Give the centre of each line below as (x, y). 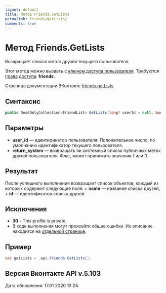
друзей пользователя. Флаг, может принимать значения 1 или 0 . (80, 155)
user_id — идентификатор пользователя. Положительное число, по (84, 140)
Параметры (24, 128)
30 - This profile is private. (40, 221)
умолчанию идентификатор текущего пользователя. (68, 145)
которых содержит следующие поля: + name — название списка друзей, (83, 188)
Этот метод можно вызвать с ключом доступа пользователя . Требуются (82, 71)
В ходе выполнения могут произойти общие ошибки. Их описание (83, 226)
